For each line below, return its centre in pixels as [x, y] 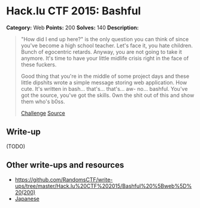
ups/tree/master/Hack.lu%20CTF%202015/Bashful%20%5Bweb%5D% [103, 186]
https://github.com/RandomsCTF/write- [64, 179]
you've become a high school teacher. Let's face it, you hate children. [107, 45]
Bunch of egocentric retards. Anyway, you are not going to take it [101, 51]
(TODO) [16, 146]
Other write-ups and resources [65, 165]
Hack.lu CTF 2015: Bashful [74, 11]
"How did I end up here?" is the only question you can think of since [105, 39]
